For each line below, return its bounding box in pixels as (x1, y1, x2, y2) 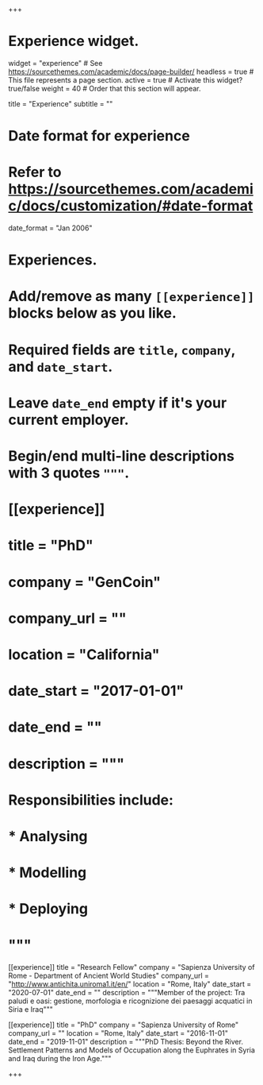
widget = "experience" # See (8, 58, 103, 68)
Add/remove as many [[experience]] (8, 288, 255, 306)
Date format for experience (8, 127, 190, 145)
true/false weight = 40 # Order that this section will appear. (8, 83, 201, 93)
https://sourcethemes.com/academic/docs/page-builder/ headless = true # (8, 67, 254, 76)
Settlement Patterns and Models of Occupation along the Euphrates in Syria (8, 1045, 256, 1055)
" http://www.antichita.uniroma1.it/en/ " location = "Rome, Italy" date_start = (8, 979, 252, 989)
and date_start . (8, 357, 113, 376)
